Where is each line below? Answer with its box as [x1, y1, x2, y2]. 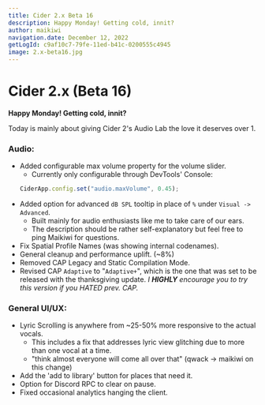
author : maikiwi [8, 26, 62, 34]
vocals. [19, 329, 43, 339]
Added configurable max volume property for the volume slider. [19, 161, 226, 171]
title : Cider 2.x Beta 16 [8, 11, 93, 20]
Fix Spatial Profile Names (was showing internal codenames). [19, 242, 219, 251]
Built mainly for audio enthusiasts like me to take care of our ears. [31, 216, 244, 226]
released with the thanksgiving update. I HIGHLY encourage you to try [19, 275, 248, 284]
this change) [31, 362, 73, 372]
